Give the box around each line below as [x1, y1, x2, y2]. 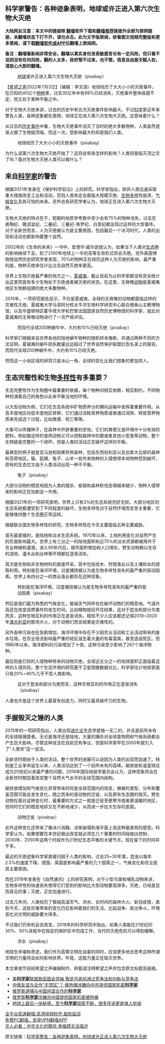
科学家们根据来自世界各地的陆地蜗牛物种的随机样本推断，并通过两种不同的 [5, 335, 156, 341]
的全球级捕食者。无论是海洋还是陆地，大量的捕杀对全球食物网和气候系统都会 [5, 734, 160, 740]
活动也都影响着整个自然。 [13, 233, 65, 239]
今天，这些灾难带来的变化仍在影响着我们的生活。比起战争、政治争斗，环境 [9, 905, 160, 911]
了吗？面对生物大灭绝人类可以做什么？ [5, 156, 82, 162]
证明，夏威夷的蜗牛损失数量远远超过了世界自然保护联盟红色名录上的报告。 [9, 341, 160, 347]
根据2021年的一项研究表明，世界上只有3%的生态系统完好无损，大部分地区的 [5, 499, 160, 505]
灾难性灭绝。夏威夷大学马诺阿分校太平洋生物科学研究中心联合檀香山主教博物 [5, 301, 160, 307]
